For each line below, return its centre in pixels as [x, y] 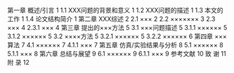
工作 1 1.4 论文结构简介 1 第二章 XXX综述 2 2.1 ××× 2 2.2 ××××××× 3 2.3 [111, 19]
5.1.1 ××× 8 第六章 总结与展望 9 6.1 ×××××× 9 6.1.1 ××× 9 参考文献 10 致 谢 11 [117, 54]
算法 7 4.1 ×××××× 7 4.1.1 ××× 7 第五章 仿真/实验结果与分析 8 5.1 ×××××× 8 [115, 45]
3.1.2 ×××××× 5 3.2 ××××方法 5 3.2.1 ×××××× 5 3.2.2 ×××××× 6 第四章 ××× [117, 36]
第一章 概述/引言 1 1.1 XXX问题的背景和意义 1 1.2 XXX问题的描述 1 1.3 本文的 [115, 10]
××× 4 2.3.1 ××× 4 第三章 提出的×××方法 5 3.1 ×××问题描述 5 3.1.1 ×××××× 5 [117, 27]
